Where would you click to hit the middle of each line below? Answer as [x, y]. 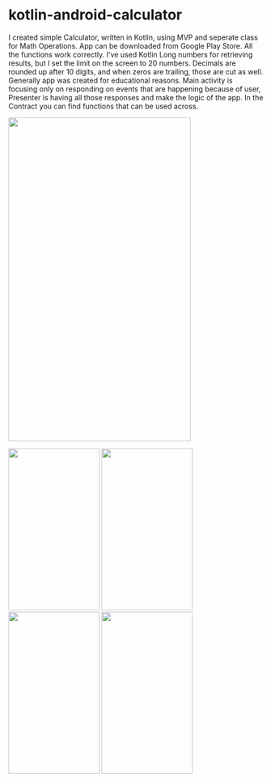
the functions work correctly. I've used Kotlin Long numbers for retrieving [131, 54]
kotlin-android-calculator [95, 15]
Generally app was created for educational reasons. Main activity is [121, 80]
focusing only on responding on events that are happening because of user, [135, 89]
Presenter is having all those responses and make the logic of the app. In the [136, 97]
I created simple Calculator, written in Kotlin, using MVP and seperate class [133, 37]
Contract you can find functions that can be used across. [104, 106]
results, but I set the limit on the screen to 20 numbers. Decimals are [122, 63]
